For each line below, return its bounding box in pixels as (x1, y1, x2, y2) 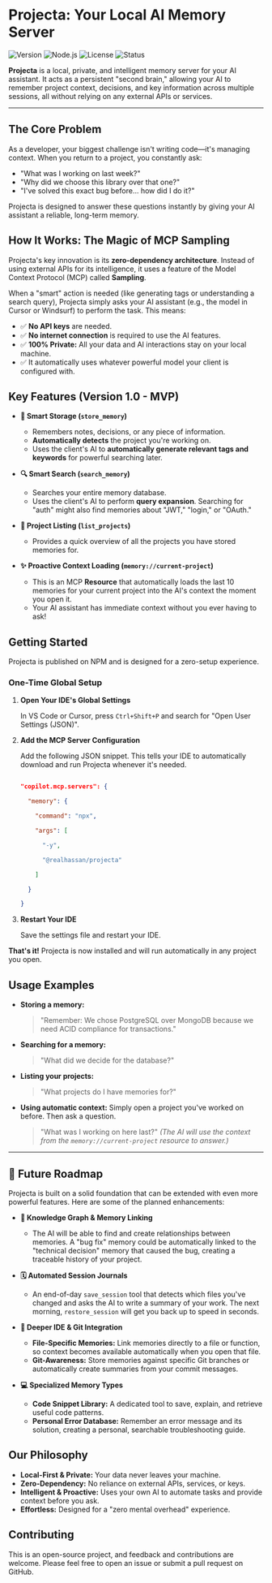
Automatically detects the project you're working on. (32, 436, 211, 446)
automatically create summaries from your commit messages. (32, 1364, 239, 1374)
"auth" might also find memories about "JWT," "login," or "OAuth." (32, 505, 253, 515)
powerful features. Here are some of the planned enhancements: (8, 1197, 225, 1206)
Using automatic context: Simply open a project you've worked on (19, 1102, 244, 1113)
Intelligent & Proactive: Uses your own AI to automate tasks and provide (19, 1487, 263, 1497)
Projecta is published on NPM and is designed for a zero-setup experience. (8, 657, 260, 666)
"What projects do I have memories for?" (40, 1087, 176, 1097)
